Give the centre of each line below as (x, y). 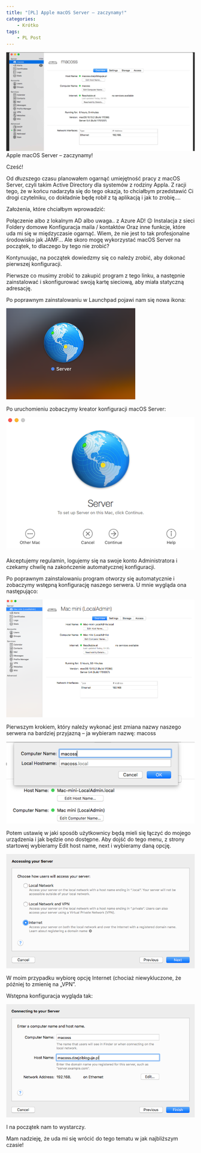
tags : (13, 32)
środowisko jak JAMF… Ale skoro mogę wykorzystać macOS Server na (93, 240)
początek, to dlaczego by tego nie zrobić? (58, 246)
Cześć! (15, 167)
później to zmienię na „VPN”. (41, 984)
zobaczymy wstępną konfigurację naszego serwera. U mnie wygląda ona (96, 585)
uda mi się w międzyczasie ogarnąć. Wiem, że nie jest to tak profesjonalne (98, 234)
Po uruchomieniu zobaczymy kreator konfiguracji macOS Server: (86, 409)
